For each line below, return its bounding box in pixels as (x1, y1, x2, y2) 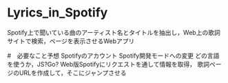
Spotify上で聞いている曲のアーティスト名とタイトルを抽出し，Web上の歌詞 (7, 28, 220, 36)
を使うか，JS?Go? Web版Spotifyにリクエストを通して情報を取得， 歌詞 (7, 60, 210, 68)
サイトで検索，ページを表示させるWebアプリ (7, 36, 135, 45)
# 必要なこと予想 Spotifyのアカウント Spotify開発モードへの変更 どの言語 (7, 51, 220, 60)
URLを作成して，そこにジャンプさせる (19, 69, 127, 77)
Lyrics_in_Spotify (7, 5, 108, 21)
